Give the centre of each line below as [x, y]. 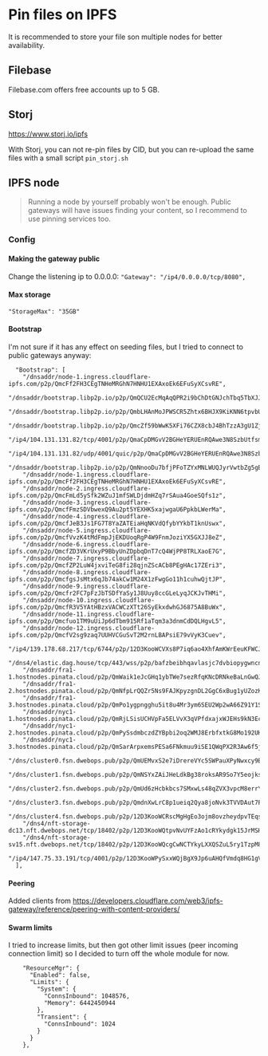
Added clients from [40, 901]
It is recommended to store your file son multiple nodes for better [116, 37]
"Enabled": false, [60, 975]
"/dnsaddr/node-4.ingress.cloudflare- [87, 516]
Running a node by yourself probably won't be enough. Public [129, 202]
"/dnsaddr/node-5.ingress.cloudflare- [87, 530]
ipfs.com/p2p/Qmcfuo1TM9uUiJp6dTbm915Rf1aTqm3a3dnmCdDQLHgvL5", [117, 621]
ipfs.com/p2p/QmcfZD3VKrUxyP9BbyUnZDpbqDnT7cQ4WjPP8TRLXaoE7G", [117, 551]
